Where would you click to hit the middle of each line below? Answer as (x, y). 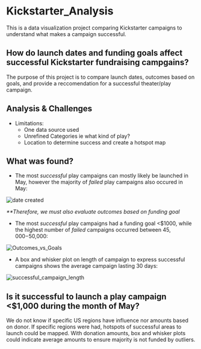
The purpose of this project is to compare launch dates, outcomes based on (100, 77)
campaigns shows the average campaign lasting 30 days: (86, 266)
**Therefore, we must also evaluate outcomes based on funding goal (93, 212)
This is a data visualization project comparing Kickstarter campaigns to (94, 28)
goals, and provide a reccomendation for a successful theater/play (89, 83)
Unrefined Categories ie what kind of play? (77, 136)
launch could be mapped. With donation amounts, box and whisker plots (96, 333)
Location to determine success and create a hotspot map (95, 142)
